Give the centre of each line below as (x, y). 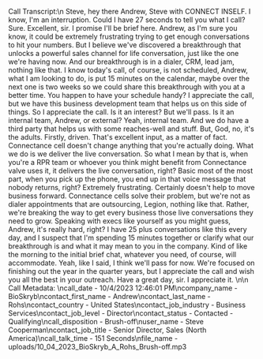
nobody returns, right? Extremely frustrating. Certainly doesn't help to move (131, 187)
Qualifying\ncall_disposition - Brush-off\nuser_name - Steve (106, 322)
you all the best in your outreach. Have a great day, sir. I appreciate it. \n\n (128, 280)
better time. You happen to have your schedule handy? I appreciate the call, (131, 95)
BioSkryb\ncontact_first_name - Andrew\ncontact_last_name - (109, 296)
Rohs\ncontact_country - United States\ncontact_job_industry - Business (127, 305)
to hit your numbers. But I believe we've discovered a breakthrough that (125, 45)
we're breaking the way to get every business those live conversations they (131, 213)
